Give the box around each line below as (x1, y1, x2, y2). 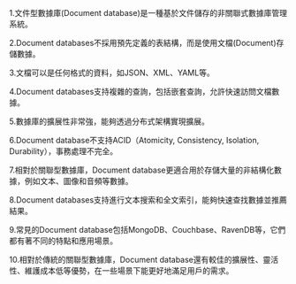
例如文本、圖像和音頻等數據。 (24, 176, 133, 186)
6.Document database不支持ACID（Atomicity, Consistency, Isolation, (9, 135, 260, 145)
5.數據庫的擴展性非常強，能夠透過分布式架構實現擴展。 (9, 116, 209, 127)
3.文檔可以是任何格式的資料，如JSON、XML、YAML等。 (9, 67, 215, 78)
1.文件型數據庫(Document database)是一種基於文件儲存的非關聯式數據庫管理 (9, 8, 287, 18)
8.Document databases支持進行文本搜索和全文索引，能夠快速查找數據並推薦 (9, 195, 287, 205)
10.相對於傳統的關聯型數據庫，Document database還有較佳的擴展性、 (9, 255, 263, 265)
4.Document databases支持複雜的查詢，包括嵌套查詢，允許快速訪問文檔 (9, 87, 272, 96)
